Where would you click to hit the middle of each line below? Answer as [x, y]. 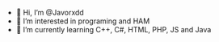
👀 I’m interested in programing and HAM [83, 21]
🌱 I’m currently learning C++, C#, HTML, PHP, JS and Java [114, 29]
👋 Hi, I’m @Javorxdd [50, 13]
